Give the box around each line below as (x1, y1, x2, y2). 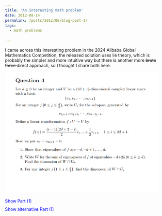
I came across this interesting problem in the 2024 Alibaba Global (5, 47, 136, 53)
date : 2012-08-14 (5, 13, 40, 18)
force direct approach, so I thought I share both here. (5, 63, 111, 68)
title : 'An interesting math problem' (5, 8, 83, 13)
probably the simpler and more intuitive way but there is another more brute (5, 58, 157, 63)
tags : (5, 23, 16, 28)
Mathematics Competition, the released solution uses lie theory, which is (5, 52, 150, 58)
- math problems (9, 28, 42, 33)
